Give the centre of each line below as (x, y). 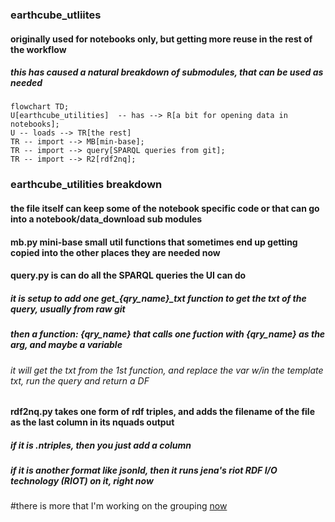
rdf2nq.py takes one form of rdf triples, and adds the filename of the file (162, 412)
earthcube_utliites (56, 15)
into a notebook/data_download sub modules (106, 219)
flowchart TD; (40, 107)
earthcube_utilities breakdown (86, 185)
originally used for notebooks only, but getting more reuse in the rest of (161, 39)
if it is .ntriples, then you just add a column (101, 445)
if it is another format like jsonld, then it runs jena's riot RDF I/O (144, 470)
